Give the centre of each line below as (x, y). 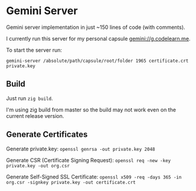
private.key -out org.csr (38, 166)
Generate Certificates (47, 135)
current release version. (35, 116)
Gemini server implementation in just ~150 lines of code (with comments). (96, 27)
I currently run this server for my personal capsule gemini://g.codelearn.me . (98, 38)
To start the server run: (34, 50)
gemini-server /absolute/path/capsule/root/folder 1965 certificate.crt (97, 61)
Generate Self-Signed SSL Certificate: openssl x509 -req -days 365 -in (94, 177)
